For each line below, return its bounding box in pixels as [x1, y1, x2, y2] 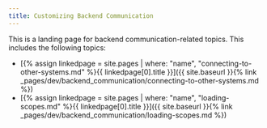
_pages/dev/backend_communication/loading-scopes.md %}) [19, 110, 227, 120]
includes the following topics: [8, 42, 107, 53]
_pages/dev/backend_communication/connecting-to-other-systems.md [19, 75, 259, 85]
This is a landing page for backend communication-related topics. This [8, 34, 244, 44]
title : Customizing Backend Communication [8, 11, 154, 20]
